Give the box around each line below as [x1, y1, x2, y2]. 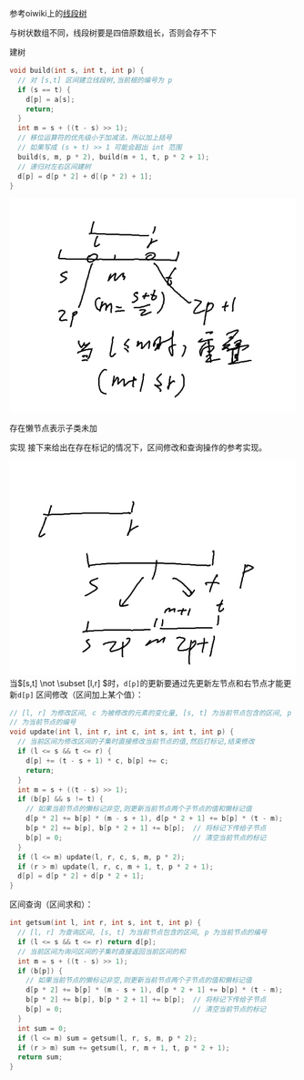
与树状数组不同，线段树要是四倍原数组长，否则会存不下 [9, 27, 217, 38]
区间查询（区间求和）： [9, 899, 94, 910]
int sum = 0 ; [17, 1023, 67, 1033]
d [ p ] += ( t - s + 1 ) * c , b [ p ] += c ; [25, 756, 169, 766]
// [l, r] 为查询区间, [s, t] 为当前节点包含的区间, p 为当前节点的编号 [17, 928, 268, 937]
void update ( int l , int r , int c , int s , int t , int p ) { [9, 727, 235, 736]
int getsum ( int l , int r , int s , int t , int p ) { [9, 919, 202, 928]
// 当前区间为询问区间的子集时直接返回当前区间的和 [17, 947, 187, 956]
